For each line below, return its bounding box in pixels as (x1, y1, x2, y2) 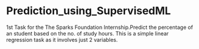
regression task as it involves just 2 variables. (6, 36, 118, 43)
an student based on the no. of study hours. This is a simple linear (6, 30, 169, 37)
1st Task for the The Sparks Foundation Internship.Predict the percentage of (6, 24, 193, 31)
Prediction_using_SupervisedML (6, 4, 172, 18)
